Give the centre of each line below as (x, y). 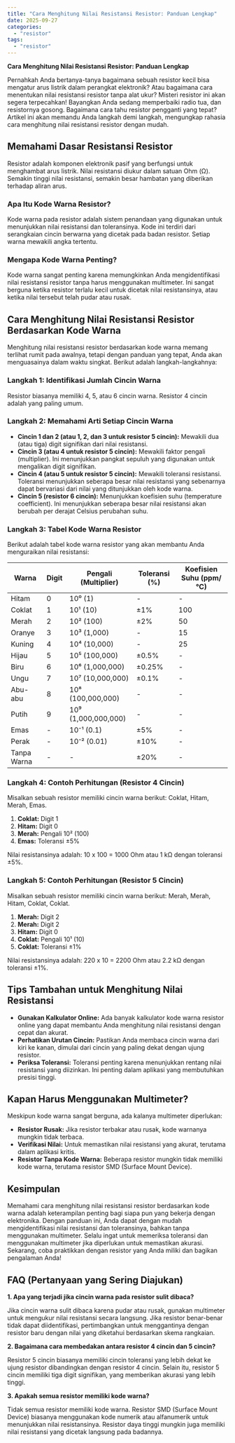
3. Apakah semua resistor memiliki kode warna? (78, 1395)
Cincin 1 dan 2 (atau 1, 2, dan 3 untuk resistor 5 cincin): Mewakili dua (118, 436)
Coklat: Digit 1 (38, 819)
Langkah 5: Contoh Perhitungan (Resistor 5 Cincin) (95, 881)
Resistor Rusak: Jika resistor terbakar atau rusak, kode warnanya (112, 1130)
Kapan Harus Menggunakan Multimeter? (98, 1099)
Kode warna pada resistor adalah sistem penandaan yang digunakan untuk (115, 219)
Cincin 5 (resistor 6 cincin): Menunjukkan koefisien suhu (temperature (120, 496)
